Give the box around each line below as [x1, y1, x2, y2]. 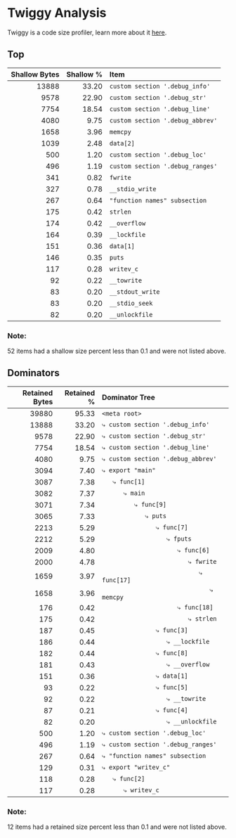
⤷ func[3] [155, 626, 188, 634]
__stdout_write [109, 288, 160, 296]
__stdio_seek [109, 299, 153, 307]
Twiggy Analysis [7, 5, 107, 21]
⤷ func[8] [155, 649, 188, 657]
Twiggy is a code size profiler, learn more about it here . [7, 28, 167, 37]
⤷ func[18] [177, 603, 214, 612]
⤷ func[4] [155, 707, 188, 714]
